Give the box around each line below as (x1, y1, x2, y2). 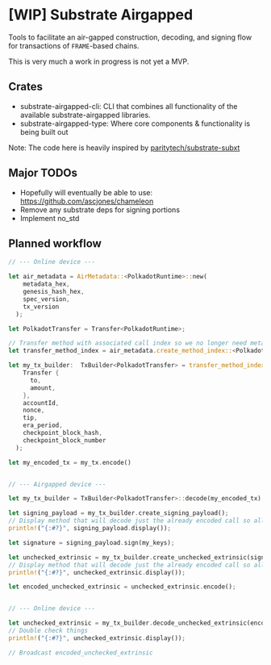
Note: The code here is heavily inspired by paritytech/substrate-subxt (8, 143, 240, 153)
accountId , (23, 399, 60, 407)
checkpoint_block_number (23, 436, 106, 445)
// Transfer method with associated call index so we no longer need (8, 339, 248, 348)
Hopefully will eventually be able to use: (19, 187, 153, 197)
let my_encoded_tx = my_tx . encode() (8, 458, 131, 466)
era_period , (23, 421, 63, 429)
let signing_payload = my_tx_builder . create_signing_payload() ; (8, 509, 229, 517)
